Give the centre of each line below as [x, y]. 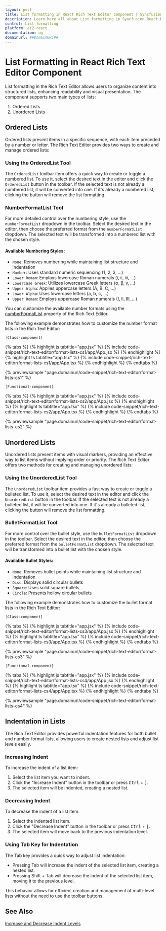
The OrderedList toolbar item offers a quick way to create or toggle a [75, 173]
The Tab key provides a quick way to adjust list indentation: [65, 855]
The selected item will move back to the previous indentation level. [80, 832]
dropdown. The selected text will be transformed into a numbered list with [80, 234]
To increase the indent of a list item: [41, 768]
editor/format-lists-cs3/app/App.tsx [41, 642]
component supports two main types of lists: [51, 97]
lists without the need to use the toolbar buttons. [54, 896]
